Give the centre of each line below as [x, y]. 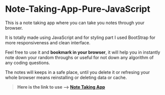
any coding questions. [28, 63]
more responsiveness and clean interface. [48, 42]
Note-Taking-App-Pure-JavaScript [78, 9]
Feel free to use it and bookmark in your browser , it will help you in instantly [83, 52]
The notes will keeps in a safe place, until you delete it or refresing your [78, 72]
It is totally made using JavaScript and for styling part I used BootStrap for [80, 37]
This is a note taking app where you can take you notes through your [75, 23]
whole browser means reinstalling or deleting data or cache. [66, 77]
